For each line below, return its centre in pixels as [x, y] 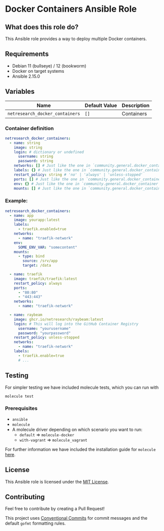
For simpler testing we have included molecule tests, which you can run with [82, 387]
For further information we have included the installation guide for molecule [81, 449]
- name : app [22, 215]
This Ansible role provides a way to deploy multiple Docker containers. [76, 39]
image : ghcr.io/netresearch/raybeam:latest [59, 319]
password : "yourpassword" [44, 333]
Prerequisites [21, 408]
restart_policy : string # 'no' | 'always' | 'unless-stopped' [78, 174]
